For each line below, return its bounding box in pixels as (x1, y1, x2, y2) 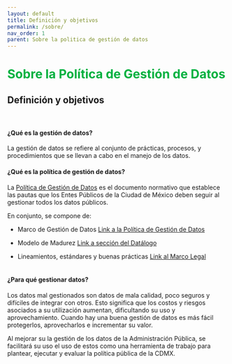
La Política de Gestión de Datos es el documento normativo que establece (7, 183, 220, 191)
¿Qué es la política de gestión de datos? (7, 167, 126, 175)
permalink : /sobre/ (7, 23, 64, 30)
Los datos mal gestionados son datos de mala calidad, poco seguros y (7, 291, 210, 299)
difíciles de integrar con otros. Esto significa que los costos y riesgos (7, 298, 206, 307)
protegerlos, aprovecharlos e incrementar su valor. (7, 321, 153, 329)
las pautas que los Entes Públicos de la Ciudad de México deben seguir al (7, 190, 220, 199)
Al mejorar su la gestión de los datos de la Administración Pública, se (7, 334, 206, 342)
